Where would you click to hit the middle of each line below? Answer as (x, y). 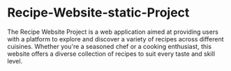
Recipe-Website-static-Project (98, 13)
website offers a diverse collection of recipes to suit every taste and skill (111, 54)
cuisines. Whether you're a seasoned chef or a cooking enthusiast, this (109, 46)
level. (15, 61)
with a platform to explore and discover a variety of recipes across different (116, 39)
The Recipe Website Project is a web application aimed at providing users (113, 32)
